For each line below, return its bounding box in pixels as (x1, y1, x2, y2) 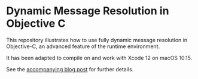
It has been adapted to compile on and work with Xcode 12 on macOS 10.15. (6, 54, 193, 61)
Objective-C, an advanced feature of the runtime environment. (6, 43, 160, 50)
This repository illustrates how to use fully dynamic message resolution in (6, 36, 187, 43)
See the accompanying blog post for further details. (6, 65, 134, 72)
